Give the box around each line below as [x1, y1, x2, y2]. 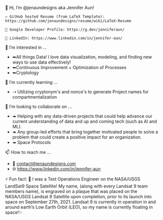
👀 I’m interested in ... [5, 44, 47, 50]
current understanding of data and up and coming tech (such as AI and [12, 118, 157, 124]
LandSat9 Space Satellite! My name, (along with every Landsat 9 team [5, 183, 148, 189]
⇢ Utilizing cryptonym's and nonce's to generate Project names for [12, 89, 149, 95]
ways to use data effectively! [12, 59, 71, 65]
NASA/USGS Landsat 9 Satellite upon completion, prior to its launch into [5, 194, 152, 199]
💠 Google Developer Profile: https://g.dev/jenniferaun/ [5, 27, 125, 32]
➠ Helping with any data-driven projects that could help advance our [12, 113, 153, 119]
